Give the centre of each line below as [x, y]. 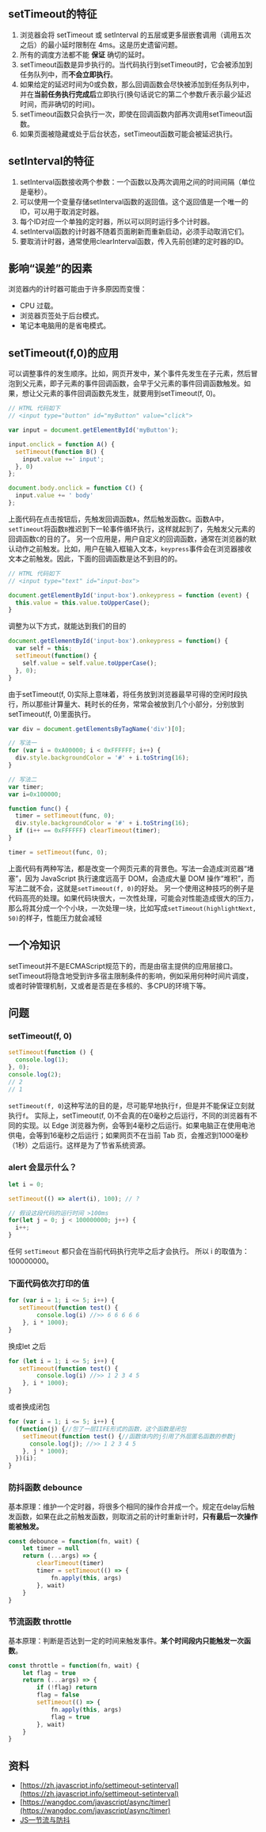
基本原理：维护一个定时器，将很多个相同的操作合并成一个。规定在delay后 [128, 1506]
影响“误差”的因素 [50, 269]
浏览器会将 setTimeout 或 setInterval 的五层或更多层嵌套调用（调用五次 [135, 35]
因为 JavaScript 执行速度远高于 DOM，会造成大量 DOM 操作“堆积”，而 [140, 878]
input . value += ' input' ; [63, 459]
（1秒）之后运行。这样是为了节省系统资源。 [79, 1145]
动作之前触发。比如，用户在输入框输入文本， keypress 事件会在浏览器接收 [133, 548]
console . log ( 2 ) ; [35, 1074]
